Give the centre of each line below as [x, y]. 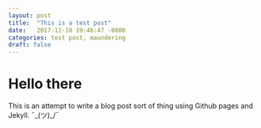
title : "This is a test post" [60, 23]
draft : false [30, 45]
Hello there [45, 84]
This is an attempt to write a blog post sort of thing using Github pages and [131, 106]
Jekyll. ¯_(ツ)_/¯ [34, 115]
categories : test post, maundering [67, 38]
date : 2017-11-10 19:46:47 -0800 [67, 30]
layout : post [30, 15]
